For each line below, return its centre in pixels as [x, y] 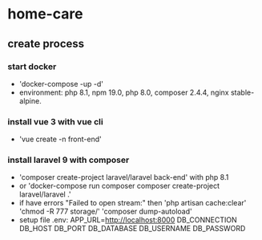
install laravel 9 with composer [69, 160]
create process [46, 44]
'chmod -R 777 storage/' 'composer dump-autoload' [106, 212]
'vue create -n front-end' [60, 139]
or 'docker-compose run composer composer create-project [119, 186]
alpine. [30, 100]
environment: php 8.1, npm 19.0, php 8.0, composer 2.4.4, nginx [124, 92]
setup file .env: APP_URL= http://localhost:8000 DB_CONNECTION [128, 220]
